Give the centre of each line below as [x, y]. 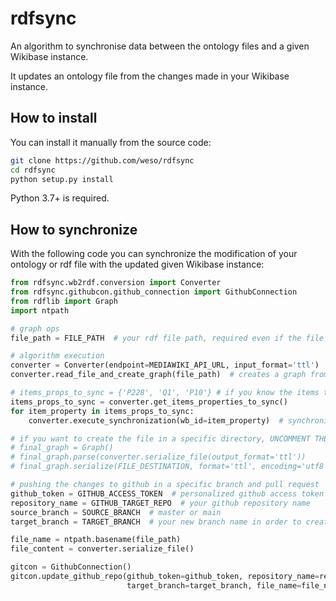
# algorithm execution [57, 356]
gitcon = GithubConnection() [71, 567]
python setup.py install [62, 179]
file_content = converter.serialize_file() [102, 549]
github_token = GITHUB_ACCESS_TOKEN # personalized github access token [167, 493]
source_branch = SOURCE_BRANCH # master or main [116, 512]
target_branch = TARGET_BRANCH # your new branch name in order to [156, 522]
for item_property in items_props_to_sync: [102, 411]
